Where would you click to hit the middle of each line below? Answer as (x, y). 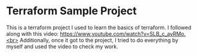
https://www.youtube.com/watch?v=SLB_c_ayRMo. (123, 33)
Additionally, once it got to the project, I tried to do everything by (99, 40)
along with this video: (33, 33)
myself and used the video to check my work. (62, 46)
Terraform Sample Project (72, 11)
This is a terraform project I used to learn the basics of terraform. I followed (99, 27)
